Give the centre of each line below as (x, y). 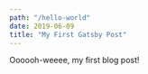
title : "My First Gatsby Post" (68, 34)
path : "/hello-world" (50, 18)
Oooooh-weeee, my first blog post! (74, 60)
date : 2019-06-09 (42, 26)
